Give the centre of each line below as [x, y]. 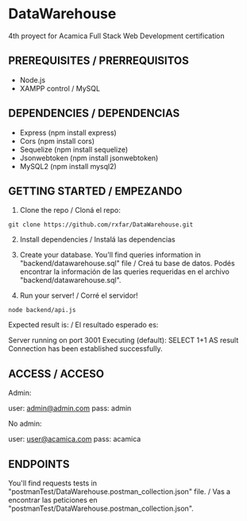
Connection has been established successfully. [85, 349]
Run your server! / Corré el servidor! [79, 295]
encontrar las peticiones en [53, 500]
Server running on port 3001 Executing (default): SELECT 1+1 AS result [123, 340]
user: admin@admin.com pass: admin [70, 408]
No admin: [25, 424]
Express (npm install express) [68, 133]
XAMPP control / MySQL [60, 88]
